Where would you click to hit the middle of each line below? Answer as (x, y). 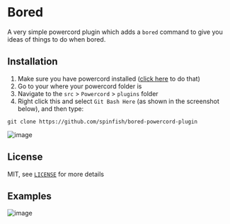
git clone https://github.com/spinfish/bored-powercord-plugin (103, 122)
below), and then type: (50, 108)
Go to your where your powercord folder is (80, 86)
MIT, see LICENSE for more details (56, 174)
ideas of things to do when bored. (57, 39)
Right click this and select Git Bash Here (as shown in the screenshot (118, 101)
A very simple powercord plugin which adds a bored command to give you (115, 32)
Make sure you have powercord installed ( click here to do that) (109, 78)
